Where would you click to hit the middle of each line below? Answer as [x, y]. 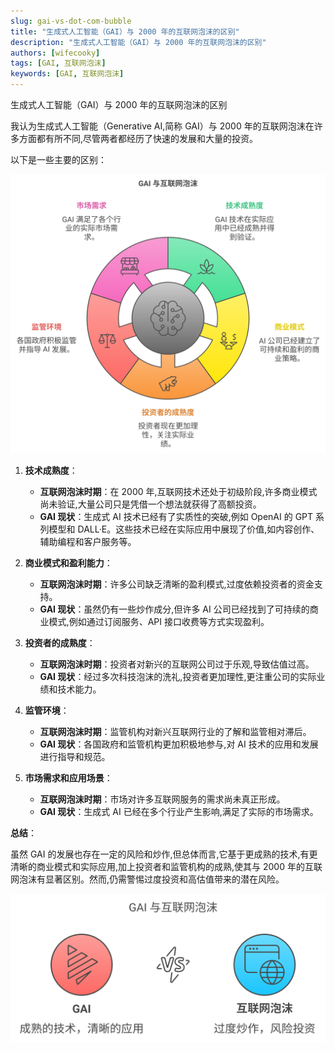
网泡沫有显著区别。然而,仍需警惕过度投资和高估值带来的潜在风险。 [147, 879]
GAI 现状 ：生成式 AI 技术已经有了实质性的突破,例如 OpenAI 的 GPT [176, 516]
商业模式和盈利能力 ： [68, 562]
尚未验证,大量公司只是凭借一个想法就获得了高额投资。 [150, 504]
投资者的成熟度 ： [60, 642]
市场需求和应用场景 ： [68, 777]
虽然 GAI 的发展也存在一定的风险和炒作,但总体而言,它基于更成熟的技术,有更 [164, 854]
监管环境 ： [47, 710]
